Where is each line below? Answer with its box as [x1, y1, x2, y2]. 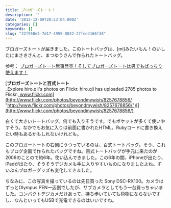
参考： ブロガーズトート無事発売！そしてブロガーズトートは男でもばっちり [5, 63, 163, 69]
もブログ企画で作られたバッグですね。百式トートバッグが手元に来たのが [5, 148, 157, 154]
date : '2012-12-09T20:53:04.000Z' [5, 17, 79, 22]
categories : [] [5, 21, 38, 27]
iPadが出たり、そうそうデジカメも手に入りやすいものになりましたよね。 [5, 161, 158, 167]
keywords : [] [5, 27, 33, 32]
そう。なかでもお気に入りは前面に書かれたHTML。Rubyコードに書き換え [9, 124, 163, 131]
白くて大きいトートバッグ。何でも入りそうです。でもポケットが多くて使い [5, 118, 161, 124]
